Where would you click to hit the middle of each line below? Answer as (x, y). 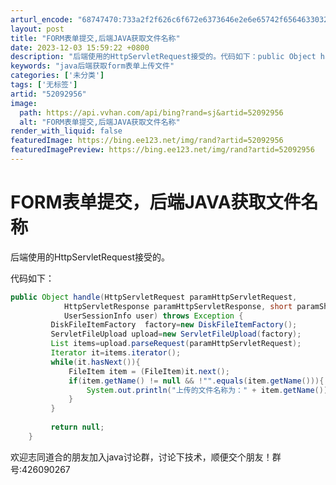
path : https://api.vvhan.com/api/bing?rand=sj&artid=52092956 (151, 112)
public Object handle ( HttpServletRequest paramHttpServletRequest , (154, 297)
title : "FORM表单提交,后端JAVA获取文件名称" (95, 38)
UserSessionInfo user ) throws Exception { (153, 316)
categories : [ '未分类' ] (57, 76)
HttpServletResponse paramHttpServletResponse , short (178, 306)
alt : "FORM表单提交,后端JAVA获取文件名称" (100, 122)
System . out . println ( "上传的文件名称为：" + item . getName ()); (209, 390)
